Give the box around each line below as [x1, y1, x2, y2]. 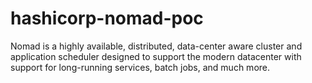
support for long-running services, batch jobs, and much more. [10, 61, 271, 73]
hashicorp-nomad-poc [10, 7, 204, 30]
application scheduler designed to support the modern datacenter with [10, 50, 302, 62]
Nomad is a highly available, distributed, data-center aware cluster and [10, 40, 303, 52]
